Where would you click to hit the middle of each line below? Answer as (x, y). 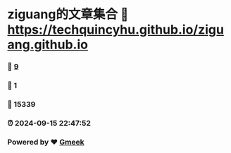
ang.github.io (48, 45)
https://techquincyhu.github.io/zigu (115, 30)
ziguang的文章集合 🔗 (68, 14)
